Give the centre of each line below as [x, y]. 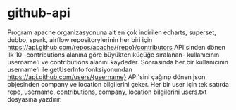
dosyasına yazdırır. [35, 99]
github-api [39, 13]
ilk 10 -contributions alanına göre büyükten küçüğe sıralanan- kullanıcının [113, 55]
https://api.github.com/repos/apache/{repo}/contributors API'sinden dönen [116, 47]
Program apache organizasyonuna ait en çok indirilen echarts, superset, [112, 32]
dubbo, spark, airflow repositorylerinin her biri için [80, 39]
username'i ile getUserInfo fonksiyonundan [70, 69]
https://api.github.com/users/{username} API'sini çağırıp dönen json [106, 77]
